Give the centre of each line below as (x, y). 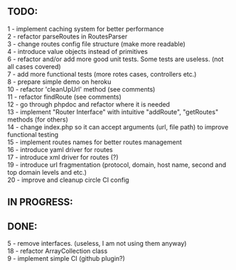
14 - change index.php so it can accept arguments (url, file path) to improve (118, 126)
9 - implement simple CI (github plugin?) (66, 259)
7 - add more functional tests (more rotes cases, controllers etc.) (102, 74)
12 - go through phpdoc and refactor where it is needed (89, 104)
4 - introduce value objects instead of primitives (77, 51)
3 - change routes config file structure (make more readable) (97, 44)
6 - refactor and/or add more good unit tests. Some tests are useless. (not (116, 59)
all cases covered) (34, 66)
